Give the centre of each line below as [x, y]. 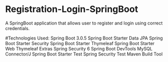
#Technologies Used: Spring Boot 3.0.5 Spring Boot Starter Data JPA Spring [84, 38]
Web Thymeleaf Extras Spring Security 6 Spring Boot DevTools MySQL [79, 48]
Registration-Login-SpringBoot [72, 9]
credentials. [17, 28]
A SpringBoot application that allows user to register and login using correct [84, 23]
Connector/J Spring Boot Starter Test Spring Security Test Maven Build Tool [84, 54]
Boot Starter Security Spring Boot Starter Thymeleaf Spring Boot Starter [80, 43]
